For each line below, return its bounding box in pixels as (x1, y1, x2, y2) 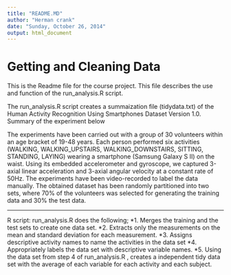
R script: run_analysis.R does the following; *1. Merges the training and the (7, 216, 219, 225)
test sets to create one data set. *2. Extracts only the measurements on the (7, 223, 221, 232)
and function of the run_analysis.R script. (7, 89, 124, 97)
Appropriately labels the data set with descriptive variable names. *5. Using (7, 245, 222, 254)
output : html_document (7, 29, 72, 37)
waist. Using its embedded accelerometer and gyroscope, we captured (7, 160, 208, 168)
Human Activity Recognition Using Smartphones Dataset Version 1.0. (7, 110, 201, 118)
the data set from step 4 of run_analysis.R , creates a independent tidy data (7, 253, 221, 261)
